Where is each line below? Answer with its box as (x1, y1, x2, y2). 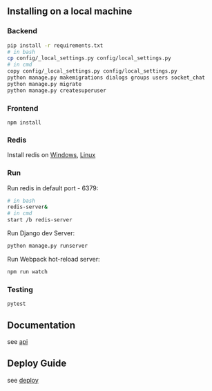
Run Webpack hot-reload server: (7, 255, 100, 263)
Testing (7, 284, 33, 294)
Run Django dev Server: (7, 229, 75, 237)
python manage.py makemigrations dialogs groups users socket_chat (7, 74, 206, 82)
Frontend (7, 103, 39, 113)
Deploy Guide (7, 358, 67, 370)
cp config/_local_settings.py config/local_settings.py (7, 55, 171, 62)
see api (7, 337, 28, 345)
